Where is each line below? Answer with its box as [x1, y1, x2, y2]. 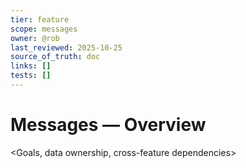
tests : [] [10, 71, 52, 81]
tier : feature [10, 14, 70, 25]
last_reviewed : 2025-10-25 [10, 42, 123, 53]
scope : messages [10, 24, 78, 34]
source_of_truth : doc [10, 52, 101, 62]
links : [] [10, 61, 52, 71]
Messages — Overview [10, 114, 207, 136]
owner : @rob [10, 33, 60, 43]
